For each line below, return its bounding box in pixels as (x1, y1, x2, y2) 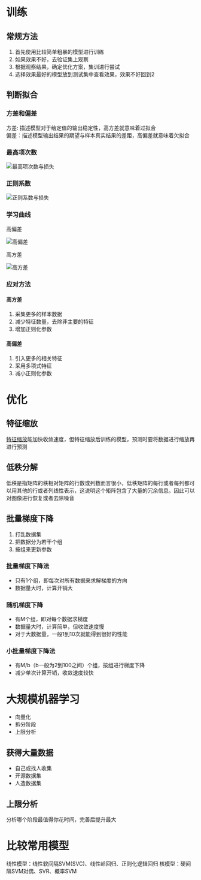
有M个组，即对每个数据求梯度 (14, 616, 89, 623)
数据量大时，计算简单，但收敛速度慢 (14, 623, 105, 630)
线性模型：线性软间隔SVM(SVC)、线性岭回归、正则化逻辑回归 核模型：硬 (6, 860, 186, 867)
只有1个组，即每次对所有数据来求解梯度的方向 (14, 577, 127, 584)
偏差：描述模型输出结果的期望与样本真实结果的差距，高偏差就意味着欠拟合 (6, 131, 190, 138)
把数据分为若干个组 (14, 538, 63, 546)
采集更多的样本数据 (14, 310, 63, 318)
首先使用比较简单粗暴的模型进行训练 (14, 49, 105, 55)
